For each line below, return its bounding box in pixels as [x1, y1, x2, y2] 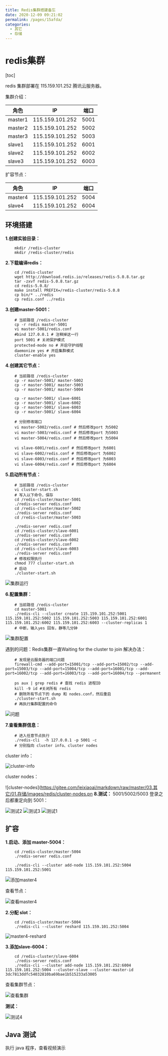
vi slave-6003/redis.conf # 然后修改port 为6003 [14, 456, 116, 461]
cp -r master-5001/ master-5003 [14, 382, 83, 387]
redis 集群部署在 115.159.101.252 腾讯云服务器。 [5, 82, 105, 89]
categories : [5, 21, 31, 27]
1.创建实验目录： [5, 235, 40, 241]
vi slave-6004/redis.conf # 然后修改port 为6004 [14, 462, 116, 467]
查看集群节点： [5, 981, 37, 987]
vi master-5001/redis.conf [14, 326, 72, 332]
